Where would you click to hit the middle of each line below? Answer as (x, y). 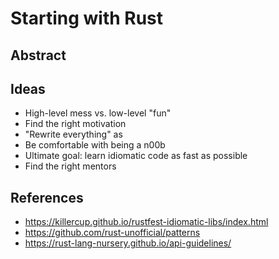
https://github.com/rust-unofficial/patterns (112, 233)
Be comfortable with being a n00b (95, 145)
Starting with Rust (87, 18)
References (47, 197)
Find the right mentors (70, 166)
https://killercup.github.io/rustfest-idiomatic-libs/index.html (146, 222)
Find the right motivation (75, 124)
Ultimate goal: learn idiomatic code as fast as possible (136, 156)
